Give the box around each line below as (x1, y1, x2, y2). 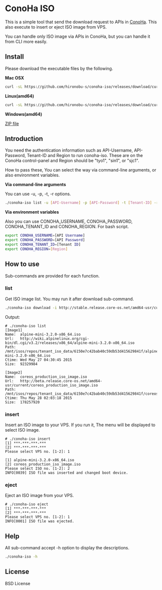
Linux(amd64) (5, 93, 35, 99)
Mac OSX (5, 75, 24, 80)
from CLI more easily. (5, 38, 48, 44)
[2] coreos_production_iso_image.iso (5, 462, 81, 466)
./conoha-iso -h (5, 554, 38, 559)
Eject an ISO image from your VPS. (5, 493, 74, 498)
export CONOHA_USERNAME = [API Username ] (5, 233, 85, 238)
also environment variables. (5, 172, 60, 178)
